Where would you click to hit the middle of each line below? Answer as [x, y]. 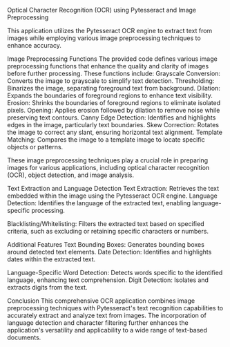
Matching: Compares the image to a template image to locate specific [106, 140]
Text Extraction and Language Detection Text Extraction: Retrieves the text [113, 188]
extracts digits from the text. [47, 287]
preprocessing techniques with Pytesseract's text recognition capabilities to [115, 308]
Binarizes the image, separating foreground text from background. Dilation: [114, 88]
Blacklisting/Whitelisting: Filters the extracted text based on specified [106, 224]
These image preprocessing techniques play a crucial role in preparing [108, 160]
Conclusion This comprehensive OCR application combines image [101, 301]
